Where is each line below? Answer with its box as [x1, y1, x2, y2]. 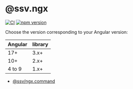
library [32, 41, 49, 48]
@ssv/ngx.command [12, 78, 55, 84]
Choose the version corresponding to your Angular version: [5, 29, 128, 35]
